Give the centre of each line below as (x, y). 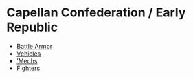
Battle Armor (34, 46)
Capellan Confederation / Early (96, 13)
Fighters (28, 68)
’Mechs (27, 60)
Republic (32, 27)
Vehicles (29, 54)
